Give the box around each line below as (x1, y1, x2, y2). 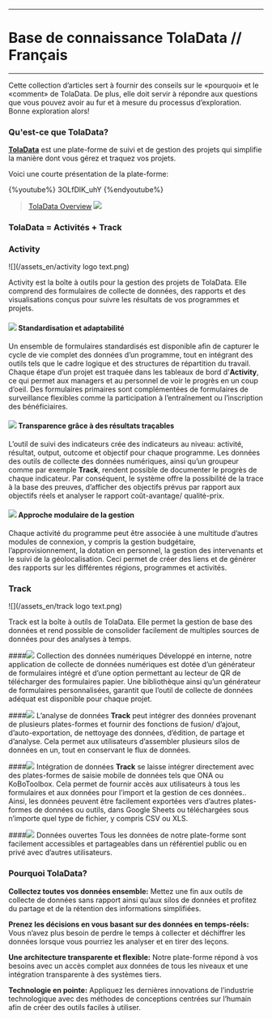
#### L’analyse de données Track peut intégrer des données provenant (8, 711, 257, 721)
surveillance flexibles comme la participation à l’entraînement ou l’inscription (8, 392, 263, 402)
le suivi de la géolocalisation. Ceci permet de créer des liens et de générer (8, 554, 257, 564)
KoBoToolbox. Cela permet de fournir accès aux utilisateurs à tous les (8, 779, 240, 789)
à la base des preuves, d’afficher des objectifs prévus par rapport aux (8, 482, 241, 491)
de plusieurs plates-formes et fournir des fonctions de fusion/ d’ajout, (8, 719, 240, 730)
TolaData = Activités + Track (8, 222, 123, 233)
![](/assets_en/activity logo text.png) (8, 262, 130, 272)
